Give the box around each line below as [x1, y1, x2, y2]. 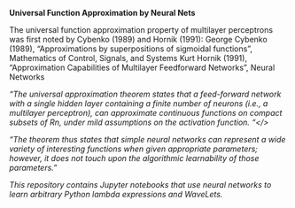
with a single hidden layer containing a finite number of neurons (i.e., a [9, 98, 268, 109]
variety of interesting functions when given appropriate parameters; [9, 143, 259, 154]
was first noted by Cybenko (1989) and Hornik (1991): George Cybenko [9, 35, 268, 44]
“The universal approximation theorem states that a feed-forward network [9, 89, 282, 99]
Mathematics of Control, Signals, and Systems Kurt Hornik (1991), [9, 53, 248, 63]
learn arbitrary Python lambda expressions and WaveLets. [9, 189, 223, 199]
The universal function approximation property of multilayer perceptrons [9, 25, 273, 35]
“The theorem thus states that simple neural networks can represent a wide [9, 135, 286, 144]
